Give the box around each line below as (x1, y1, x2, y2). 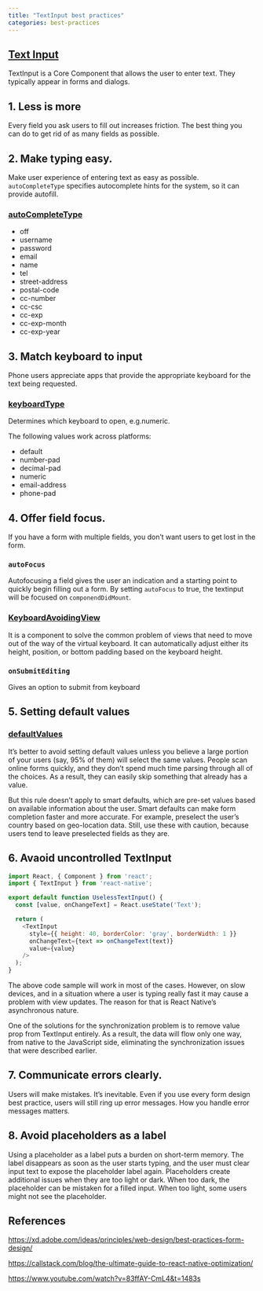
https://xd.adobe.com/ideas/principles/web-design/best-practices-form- (8, 1235, 245, 1245)
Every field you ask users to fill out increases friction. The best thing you (8, 121, 243, 130)
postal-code (19, 285, 60, 295)
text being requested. (8, 379, 78, 389)
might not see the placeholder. (8, 1191, 108, 1201)
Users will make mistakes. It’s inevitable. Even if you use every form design (8, 1089, 251, 1098)
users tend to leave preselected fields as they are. (8, 828, 170, 838)
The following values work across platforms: (8, 431, 152, 441)
